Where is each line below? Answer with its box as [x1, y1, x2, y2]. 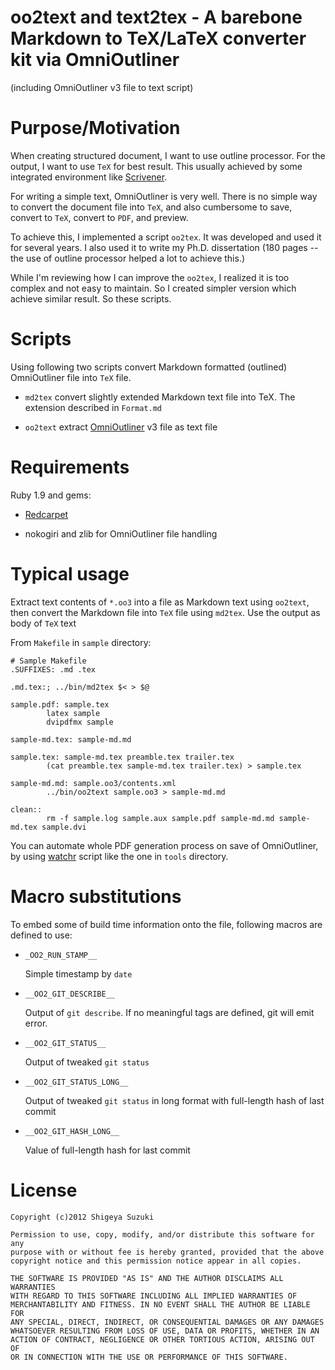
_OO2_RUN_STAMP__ [24, 950, 98, 960]
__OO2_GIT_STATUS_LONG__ [24, 1077, 129, 1087]
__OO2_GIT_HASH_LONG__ [24, 1126, 120, 1136]
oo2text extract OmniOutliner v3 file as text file [24, 421, 218, 433]
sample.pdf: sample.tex [10, 699, 110, 710]
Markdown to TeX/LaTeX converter [10, 27, 307, 50]
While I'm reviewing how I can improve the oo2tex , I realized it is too [10, 271, 290, 283]
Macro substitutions [10, 885, 182, 908]
